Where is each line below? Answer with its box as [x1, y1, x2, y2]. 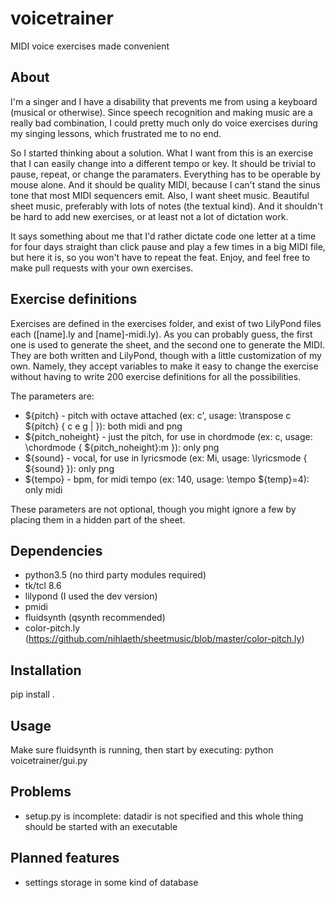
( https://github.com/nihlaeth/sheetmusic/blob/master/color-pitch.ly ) [24, 633, 305, 645]
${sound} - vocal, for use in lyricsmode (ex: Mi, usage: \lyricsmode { [24, 452, 308, 464]
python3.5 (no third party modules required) [24, 569, 207, 581]
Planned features [10, 850, 120, 867]
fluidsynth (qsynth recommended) [24, 612, 166, 624]
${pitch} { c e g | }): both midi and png [24, 420, 183, 432]
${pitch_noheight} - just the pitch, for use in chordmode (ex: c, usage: [24, 430, 313, 442]
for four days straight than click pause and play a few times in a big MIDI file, [10, 240, 326, 252]
